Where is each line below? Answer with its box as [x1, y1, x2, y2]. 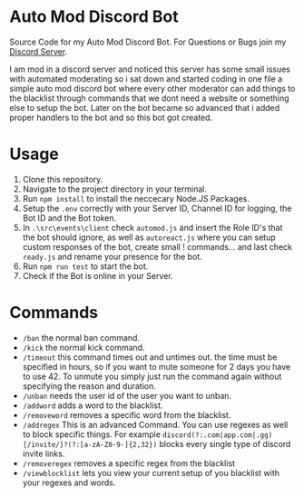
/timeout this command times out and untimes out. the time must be [22, 352, 278, 363]
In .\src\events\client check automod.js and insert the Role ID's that [22, 222, 283, 233]
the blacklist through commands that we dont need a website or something [9, 93, 289, 104]
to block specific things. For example [22, 429, 162, 440]
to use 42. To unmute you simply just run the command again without [22, 371, 282, 382]
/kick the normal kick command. [22, 342, 145, 353]
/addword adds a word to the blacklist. [22, 400, 163, 411]
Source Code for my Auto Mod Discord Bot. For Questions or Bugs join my [9, 36, 287, 47]
